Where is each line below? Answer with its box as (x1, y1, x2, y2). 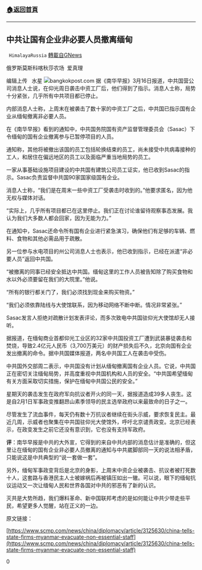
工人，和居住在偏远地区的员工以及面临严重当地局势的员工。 (6, 153, 154, 161)
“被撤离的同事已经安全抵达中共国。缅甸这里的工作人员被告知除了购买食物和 (6, 268, 194, 275)
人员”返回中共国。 (11, 255, 57, 263)
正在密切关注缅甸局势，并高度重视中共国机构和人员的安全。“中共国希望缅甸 (6, 370, 194, 377)
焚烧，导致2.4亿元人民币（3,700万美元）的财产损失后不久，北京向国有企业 (6, 342, 192, 350)
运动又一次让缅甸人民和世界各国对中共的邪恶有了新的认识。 (11, 482, 159, 489)
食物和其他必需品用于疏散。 (16, 235, 85, 242)
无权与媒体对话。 (6, 194, 49, 202)
